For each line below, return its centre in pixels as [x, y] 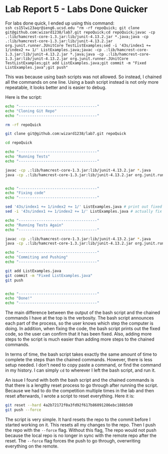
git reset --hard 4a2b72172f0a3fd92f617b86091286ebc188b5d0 [69, 405]
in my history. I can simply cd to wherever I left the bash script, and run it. [80, 370]
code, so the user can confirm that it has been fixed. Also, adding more [78, 334]
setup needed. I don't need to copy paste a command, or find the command [83, 365]
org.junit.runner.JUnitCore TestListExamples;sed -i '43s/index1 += [78, 45]
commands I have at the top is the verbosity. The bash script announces [79, 318]
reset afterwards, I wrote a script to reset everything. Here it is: [70, 396]
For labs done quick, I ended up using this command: [60, 23]
